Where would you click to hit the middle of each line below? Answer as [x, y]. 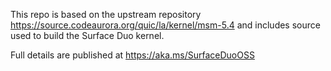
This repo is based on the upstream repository [106, 14]
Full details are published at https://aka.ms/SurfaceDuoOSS [132, 55]
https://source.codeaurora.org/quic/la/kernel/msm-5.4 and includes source [165, 25]
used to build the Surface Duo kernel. [87, 35]
